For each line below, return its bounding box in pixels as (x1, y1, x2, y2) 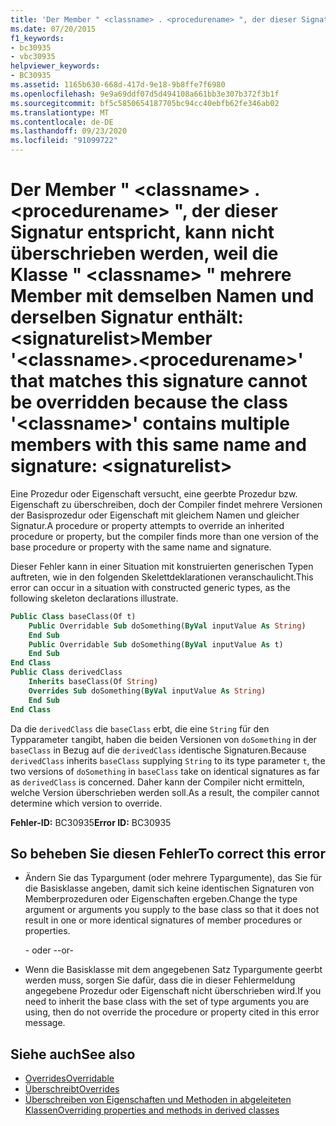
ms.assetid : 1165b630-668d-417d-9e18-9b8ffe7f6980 (10, 80, 226, 90)
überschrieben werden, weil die (10, 242, 279, 265)
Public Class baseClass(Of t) (10, 611, 137, 621)
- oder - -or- (24, 944, 74, 956)
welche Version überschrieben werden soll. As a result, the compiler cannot (10, 786, 320, 798)
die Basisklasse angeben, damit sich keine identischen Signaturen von (24, 882, 315, 895)
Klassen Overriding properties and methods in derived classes (24, 1104, 280, 1116)
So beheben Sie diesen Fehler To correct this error (10, 845, 326, 862)
